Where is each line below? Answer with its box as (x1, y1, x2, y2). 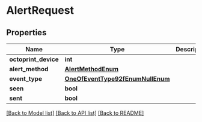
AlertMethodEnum (64, 65, 119, 73)
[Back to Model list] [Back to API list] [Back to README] (6, 109, 144, 117)
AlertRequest (6, 4, 74, 17)
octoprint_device (9, 55, 59, 63)
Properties (6, 28, 47, 38)
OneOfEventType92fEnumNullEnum (64, 75, 170, 83)
